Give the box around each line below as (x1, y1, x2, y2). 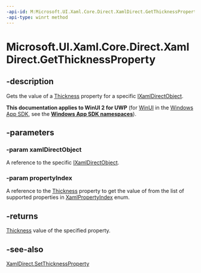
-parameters (6, 127, 54, 137)
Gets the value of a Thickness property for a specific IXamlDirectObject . (6, 92, 184, 99)
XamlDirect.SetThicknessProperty (6, 260, 90, 268)
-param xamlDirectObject (6, 145, 82, 154)
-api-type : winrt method (6, 14, 68, 20)
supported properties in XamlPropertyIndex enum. (6, 194, 130, 201)
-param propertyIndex (6, 174, 73, 182)
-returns (6, 211, 38, 221)
